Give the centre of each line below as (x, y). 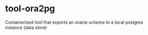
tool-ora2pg (30, 9)
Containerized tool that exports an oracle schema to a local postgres (74, 22)
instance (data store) (26, 27)
